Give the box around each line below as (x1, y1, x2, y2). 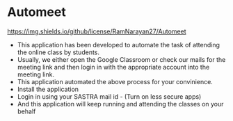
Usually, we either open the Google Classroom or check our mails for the (17, 55, 226, 63)
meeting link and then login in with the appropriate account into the (17, 63, 210, 71)
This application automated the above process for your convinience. (17, 77, 214, 86)
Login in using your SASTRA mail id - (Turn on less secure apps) (17, 92, 202, 101)
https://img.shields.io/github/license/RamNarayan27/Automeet (7, 27, 186, 35)
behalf (17, 107, 36, 115)
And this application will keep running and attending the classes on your (17, 99, 224, 108)
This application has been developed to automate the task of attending (17, 40, 220, 49)
